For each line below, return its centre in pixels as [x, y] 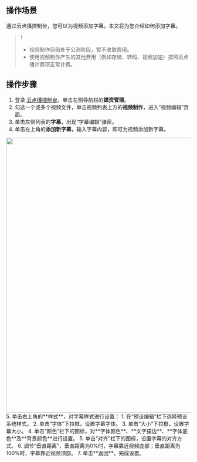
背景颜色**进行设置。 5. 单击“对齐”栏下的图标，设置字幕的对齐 [102, 438]
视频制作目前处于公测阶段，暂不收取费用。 [81, 49]
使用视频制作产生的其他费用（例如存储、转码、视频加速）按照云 [106, 57]
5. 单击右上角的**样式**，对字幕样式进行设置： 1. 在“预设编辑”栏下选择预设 [97, 416]
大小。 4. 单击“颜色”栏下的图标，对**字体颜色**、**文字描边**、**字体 [97, 431]
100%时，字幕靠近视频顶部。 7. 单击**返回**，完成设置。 [75, 453]
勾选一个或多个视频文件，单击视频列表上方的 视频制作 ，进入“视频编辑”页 [102, 107]
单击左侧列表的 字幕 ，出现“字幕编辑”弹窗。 [66, 121]
